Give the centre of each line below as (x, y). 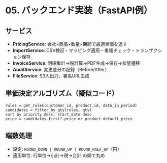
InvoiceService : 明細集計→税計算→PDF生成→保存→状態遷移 (76, 63)
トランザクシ (149, 50)
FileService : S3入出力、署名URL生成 (51, 76)
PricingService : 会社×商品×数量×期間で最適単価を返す (70, 44)
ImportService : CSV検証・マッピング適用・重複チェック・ (74, 50)
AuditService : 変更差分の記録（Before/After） (61, 70)
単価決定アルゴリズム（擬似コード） (62, 93)
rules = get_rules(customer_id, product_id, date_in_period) (71, 105)
